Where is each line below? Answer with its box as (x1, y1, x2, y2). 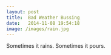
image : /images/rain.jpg (6, 25, 69, 32)
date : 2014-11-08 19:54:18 (6, 20, 80, 26)
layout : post (6, 8, 39, 15)
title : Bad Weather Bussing (6, 15, 80, 21)
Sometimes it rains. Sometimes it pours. (6, 42, 106, 50)
